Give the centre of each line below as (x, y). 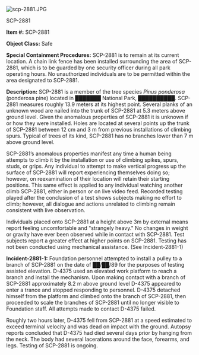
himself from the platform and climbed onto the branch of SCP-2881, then (96, 296)
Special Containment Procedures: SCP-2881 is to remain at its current (93, 55)
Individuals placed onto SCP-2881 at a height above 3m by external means (97, 222)
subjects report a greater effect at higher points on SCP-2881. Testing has (97, 241)
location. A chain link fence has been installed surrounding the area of (92, 61)
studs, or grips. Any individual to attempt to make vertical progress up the (96, 166)
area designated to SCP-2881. (43, 80)
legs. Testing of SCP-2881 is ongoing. (52, 346)
